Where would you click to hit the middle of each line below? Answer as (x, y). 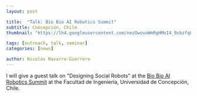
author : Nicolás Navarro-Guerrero (48, 59)
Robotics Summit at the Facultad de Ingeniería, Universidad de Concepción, (98, 81)
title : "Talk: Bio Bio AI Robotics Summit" (61, 22)
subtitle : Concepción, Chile (42, 27)
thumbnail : (19, 33)
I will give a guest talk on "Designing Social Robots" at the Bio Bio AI (88, 76)
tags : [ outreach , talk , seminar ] (47, 43)
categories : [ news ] (30, 49)
